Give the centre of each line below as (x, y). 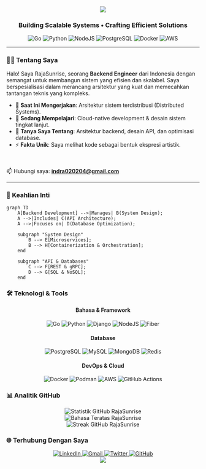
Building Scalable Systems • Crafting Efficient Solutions (103, 25)
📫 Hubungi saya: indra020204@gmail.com (63, 171)
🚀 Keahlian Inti (28, 195)
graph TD (17, 207)
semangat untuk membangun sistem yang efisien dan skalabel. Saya (93, 80)
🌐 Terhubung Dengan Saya (48, 440)
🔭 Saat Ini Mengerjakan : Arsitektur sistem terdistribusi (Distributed (99, 105)
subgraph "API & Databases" (53, 261)
